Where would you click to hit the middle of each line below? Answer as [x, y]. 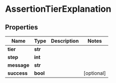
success [18, 73]
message [18, 65]
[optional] [95, 73]
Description [65, 41]
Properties [22, 27]
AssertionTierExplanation [58, 9]
